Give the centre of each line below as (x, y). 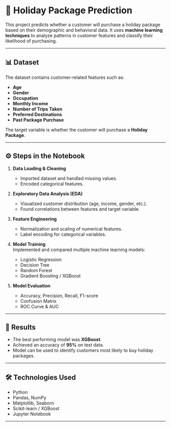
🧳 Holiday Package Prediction (69, 10)
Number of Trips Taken (37, 109)
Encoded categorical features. (52, 184)
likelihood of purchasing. (31, 41)
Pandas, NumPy (30, 398)
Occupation (25, 98)
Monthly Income (30, 103)
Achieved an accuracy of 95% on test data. (58, 345)
